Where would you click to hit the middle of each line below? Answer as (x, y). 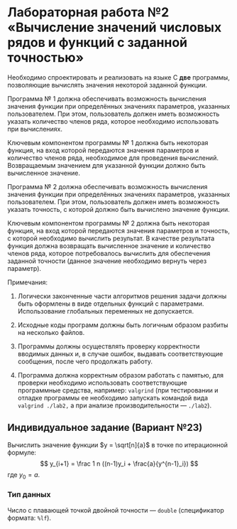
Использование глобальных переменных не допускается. (105, 311)
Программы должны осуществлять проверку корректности (109, 346)
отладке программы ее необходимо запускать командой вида (112, 397)
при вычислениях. (35, 129)
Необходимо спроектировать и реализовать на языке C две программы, (119, 77)
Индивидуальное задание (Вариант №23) (105, 428)
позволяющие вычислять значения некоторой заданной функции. (108, 85)
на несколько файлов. (51, 332)
